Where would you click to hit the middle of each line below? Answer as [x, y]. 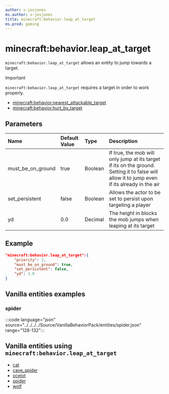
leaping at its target [132, 226]
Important [15, 78]
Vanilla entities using [39, 346]
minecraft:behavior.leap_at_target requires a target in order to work [77, 88]
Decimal [94, 219]
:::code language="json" [30, 320]
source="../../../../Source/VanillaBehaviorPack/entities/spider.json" [73, 325]
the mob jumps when [134, 219]
